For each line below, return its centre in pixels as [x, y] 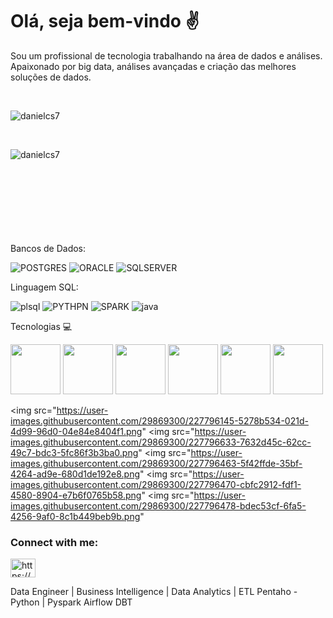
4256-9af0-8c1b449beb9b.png [75, 516]
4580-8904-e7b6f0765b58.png [76, 495]
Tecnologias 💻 [41, 326]
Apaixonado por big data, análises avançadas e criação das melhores [153, 66]
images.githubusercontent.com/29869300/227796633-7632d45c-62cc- [161, 442]
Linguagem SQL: [44, 287]
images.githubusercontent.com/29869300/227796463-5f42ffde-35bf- [156, 463]
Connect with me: [54, 542]
